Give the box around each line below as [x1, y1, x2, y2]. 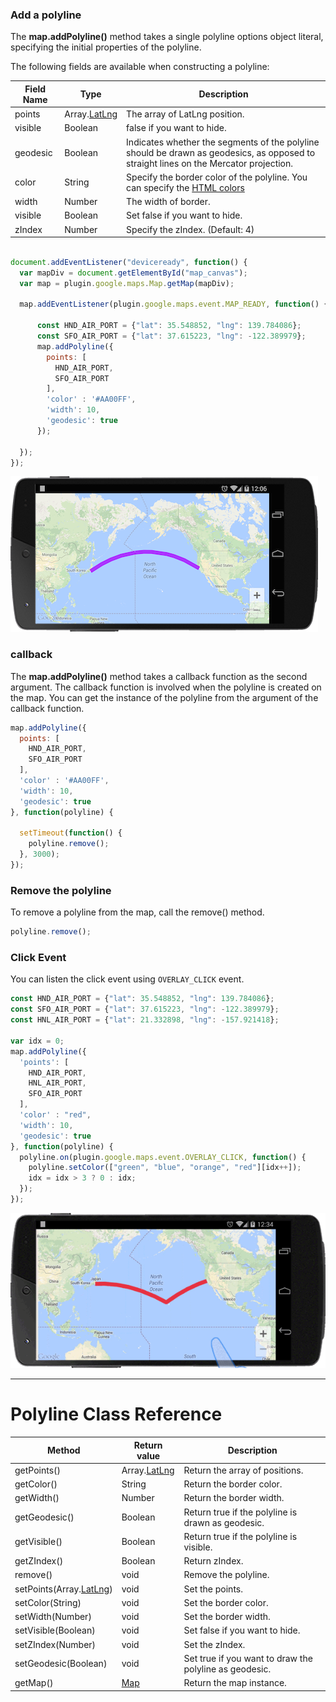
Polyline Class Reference [10, 1403, 223, 1426]
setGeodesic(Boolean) [14, 1658, 108, 1670]
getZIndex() [14, 1555, 64, 1567]
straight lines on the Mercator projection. [126, 157, 294, 169]
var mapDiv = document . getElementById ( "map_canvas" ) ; [19, 268, 248, 278]
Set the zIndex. [183, 1638, 246, 1650]
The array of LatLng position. [126, 108, 245, 120]
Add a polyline [10, 8, 82, 22]
